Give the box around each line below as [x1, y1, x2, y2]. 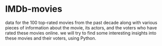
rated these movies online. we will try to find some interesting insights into [5, 30, 157, 36]
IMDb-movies [5, 3, 62, 15]
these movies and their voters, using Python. [5, 35, 97, 41]
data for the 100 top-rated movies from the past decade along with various [5, 20, 158, 25]
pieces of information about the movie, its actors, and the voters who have [5, 24, 157, 30]
